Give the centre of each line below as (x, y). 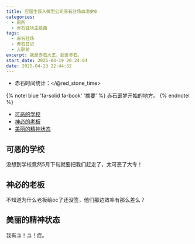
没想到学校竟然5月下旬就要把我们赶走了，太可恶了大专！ (74, 164)
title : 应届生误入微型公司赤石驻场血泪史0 (52, 11)
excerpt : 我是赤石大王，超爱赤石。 (44, 55)
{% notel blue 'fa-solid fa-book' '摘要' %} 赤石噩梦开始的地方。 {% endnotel (98, 96)
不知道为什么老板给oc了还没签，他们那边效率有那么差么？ (76, 200)
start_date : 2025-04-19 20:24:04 (47, 60)
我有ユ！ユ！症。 (27, 235)
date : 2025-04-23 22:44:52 (39, 66)
